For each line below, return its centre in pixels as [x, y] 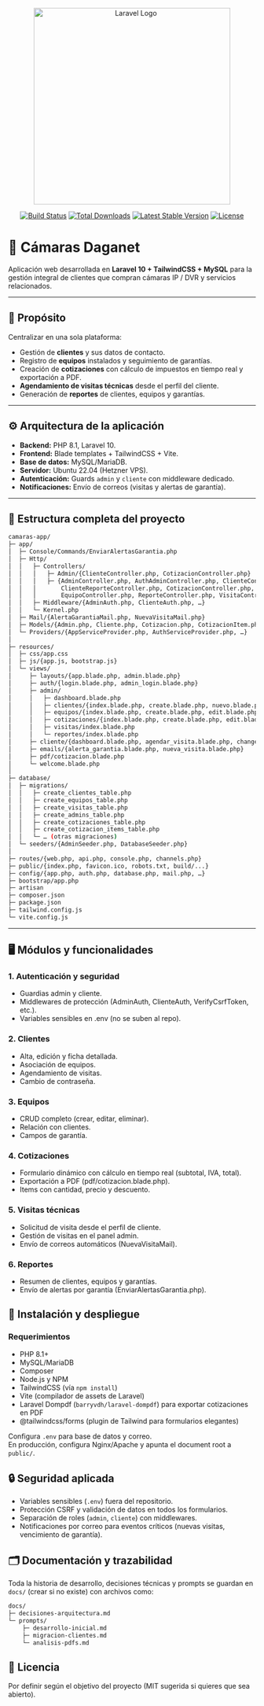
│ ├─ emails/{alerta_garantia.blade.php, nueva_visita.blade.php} [126, 749]
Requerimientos [39, 1337]
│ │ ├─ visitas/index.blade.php [71, 728]
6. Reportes [31, 1264]
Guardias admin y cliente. [60, 993]
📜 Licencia [34, 1667]
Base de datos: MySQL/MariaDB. [73, 462]
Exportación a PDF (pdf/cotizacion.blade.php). [95, 1181]
